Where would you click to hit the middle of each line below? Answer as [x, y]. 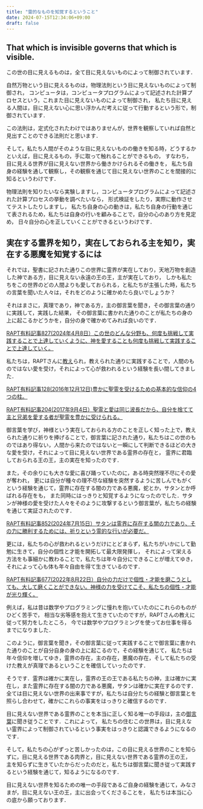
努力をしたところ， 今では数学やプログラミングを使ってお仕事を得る [107, 622]
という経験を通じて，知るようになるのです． [67, 772]
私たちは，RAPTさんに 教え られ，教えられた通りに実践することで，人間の [98, 361]
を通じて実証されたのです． [41, 511]
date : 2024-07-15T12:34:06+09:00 [48, 18]
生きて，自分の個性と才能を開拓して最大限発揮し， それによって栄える [104, 551]
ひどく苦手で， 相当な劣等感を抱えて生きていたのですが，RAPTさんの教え [98, 615]
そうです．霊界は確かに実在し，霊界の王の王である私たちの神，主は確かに [99, 678]
